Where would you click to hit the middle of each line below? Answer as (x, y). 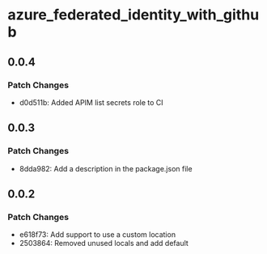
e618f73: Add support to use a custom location (97, 235)
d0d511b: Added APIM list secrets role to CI (91, 102)
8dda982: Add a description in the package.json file (106, 168)
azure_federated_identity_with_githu (133, 15)
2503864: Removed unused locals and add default (104, 243)
